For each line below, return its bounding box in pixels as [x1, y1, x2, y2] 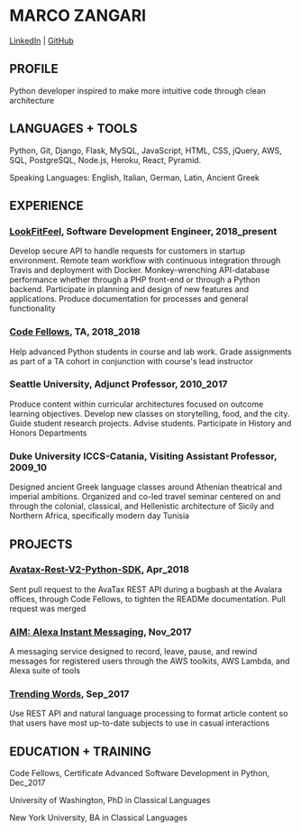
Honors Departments [9, 427, 87, 438]
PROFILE [9, 61, 59, 77]
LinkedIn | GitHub [9, 35, 74, 46]
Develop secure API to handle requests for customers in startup [9, 245, 246, 257]
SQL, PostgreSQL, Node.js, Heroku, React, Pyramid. [9, 154, 202, 165]
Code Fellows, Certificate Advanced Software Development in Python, [9, 768, 270, 779]
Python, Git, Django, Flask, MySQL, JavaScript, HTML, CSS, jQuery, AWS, [9, 145, 282, 156]
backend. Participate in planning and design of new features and [9, 284, 250, 295]
